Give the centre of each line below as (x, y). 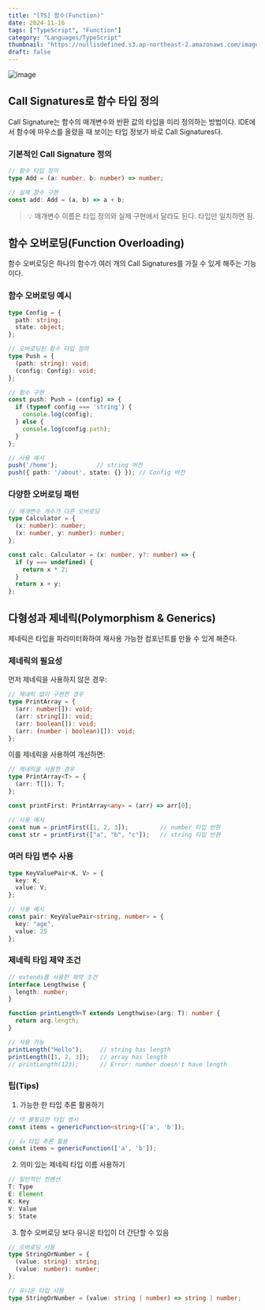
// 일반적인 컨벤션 (34, 1180)
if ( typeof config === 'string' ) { (74, 407)
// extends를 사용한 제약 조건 (53, 977)
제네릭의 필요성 (35, 661)
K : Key (19, 1201)
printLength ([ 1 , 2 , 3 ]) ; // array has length (88, 1057)
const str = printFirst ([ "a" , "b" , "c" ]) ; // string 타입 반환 (114, 834)
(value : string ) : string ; (58, 1262)
